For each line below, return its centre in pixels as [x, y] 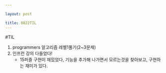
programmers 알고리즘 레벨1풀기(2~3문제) [54, 47]
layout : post [19, 14]
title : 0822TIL [21, 23]
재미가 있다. [37, 66]
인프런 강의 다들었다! [32, 53]
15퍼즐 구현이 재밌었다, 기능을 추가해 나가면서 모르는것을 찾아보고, [83, 59]
